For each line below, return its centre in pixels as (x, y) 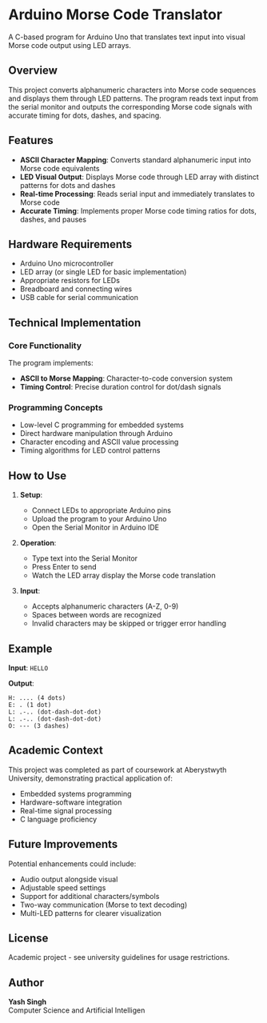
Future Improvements (63, 844)
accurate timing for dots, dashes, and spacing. (85, 115)
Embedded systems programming (76, 793)
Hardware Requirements (70, 244)
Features (31, 140)
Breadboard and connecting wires (76, 289)
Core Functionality (45, 346)
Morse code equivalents (60, 168)
